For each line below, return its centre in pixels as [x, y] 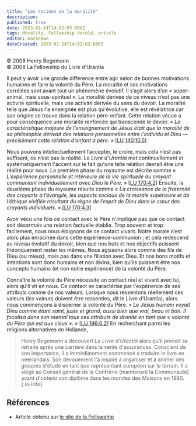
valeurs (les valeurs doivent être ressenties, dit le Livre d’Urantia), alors [92, 298]
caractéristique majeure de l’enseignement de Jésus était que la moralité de [98, 128]
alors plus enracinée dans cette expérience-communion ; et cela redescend [98, 237]
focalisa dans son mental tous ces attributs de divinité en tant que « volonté [98, 317]
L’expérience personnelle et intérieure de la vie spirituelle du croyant [89, 176]
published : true [26, 22]
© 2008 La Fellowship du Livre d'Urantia [55, 67]
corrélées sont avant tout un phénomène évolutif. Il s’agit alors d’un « [90, 91]
